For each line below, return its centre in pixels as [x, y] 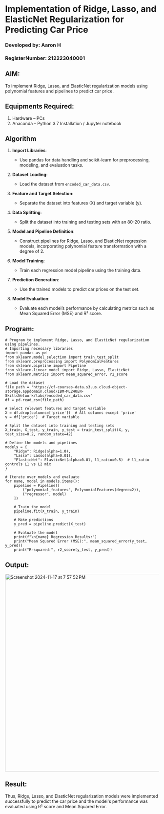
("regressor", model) [45, 494]
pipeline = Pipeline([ [37, 486]
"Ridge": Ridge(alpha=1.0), [42, 452]
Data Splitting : [27, 213]
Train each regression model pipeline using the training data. [80, 271]
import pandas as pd [26, 353]
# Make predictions [34, 520]
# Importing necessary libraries [39, 349]
